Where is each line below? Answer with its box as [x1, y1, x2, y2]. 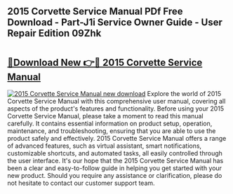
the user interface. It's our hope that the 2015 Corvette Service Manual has [7, 157, 224, 165]
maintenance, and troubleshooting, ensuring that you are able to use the [7, 127, 216, 135]
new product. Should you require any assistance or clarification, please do [7, 172, 222, 179]
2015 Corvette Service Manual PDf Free [7, 6, 184, 18]
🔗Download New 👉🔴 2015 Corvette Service [7, 56, 203, 69]
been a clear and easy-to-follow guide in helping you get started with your [7, 164, 222, 172]
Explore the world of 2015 [147, 90, 222, 97]
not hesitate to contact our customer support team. [7, 179, 156, 187]
